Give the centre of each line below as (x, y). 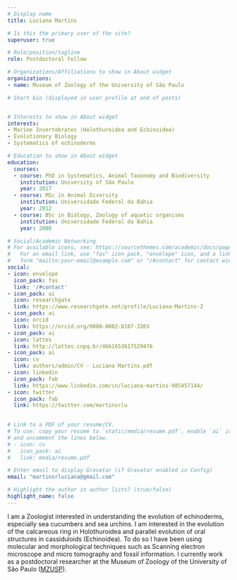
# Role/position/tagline (44, 53)
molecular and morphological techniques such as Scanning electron (106, 546)
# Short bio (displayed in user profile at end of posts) (94, 98)
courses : (26, 169)
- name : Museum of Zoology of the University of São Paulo (96, 85)
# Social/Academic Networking (52, 241)
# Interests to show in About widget (63, 117)
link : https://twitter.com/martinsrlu (71, 405)
